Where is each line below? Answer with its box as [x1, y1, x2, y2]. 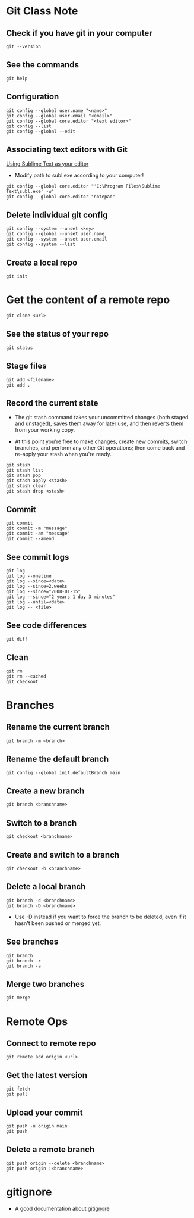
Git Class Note [6, 4, 78, 18]
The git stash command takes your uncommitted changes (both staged [14, 414, 189, 421]
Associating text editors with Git [6, 145, 128, 155]
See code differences [6, 621, 87, 631]
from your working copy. [14, 426, 75, 434]
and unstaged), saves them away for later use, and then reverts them [14, 420, 184, 427]
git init [6, 273, 28, 279]
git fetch [6, 1086, 31, 1092]
